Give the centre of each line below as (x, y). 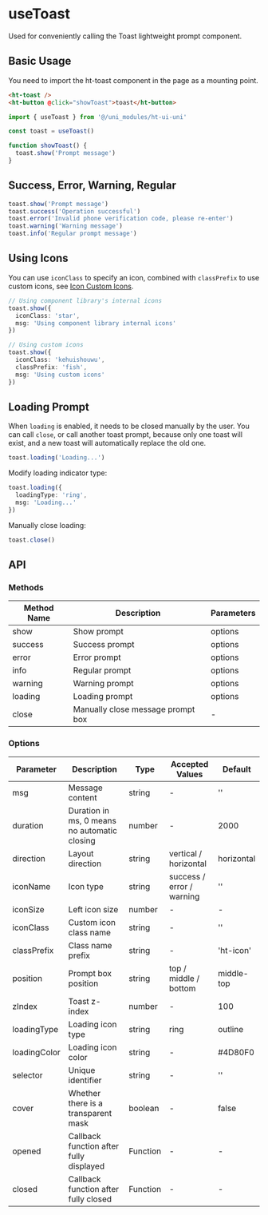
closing (82, 840)
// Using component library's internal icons (85, 300)
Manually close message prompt (134, 709)
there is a (86, 1103)
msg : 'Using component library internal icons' (96, 323)
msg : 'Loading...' (46, 502)
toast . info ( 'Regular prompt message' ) (73, 234)
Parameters (233, 613)
